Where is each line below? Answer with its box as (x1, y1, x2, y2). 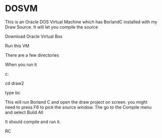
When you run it (5, 61, 37, 67)
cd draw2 (5, 80, 24, 86)
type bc (5, 90, 20, 95)
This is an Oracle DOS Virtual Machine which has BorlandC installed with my (5, 19, 158, 25)
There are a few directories (5, 52, 59, 58)
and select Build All (5, 109, 44, 115)
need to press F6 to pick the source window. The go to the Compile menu (5, 104, 152, 110)
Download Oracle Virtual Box (5, 33, 63, 39)
